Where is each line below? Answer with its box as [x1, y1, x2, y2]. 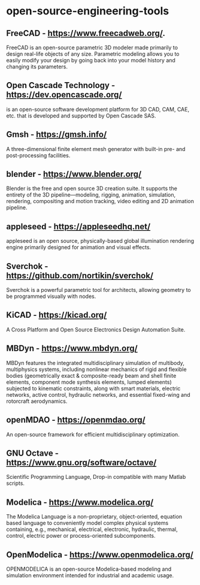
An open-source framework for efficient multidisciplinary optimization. [6, 430, 180, 438]
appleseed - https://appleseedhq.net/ [6, 221, 151, 231]
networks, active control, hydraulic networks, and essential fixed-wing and [6, 391, 190, 398]
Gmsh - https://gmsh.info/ [6, 129, 107, 140]
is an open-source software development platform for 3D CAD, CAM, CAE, [6, 105, 190, 113]
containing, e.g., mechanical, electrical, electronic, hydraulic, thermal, [6, 526, 178, 533]
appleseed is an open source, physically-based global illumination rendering [6, 237, 195, 245]
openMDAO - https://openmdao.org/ [6, 415, 146, 425]
